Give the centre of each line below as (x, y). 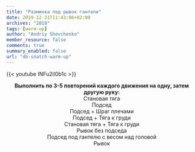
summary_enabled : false (36, 51)
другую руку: (102, 92)
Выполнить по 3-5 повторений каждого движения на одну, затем (102, 86)
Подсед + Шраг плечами (102, 111)
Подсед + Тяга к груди (102, 118)
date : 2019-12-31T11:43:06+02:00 (48, 17)
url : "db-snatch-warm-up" (39, 57)
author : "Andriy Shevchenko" (43, 34)
